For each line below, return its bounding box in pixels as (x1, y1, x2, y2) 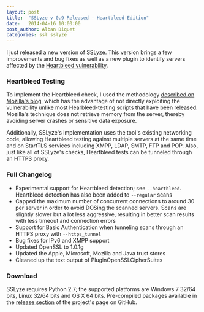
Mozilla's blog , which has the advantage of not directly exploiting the (6, 98, 181, 105)
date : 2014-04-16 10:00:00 (6, 20, 81, 26)
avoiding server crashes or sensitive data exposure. (6, 117, 137, 125)
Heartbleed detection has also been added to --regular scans (15, 191, 173, 198)
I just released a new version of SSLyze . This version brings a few (6, 49, 172, 56)
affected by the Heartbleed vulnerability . (6, 62, 108, 69)
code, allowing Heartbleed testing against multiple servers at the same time (6, 136, 197, 143)
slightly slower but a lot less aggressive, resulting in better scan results (15, 210, 194, 218)
